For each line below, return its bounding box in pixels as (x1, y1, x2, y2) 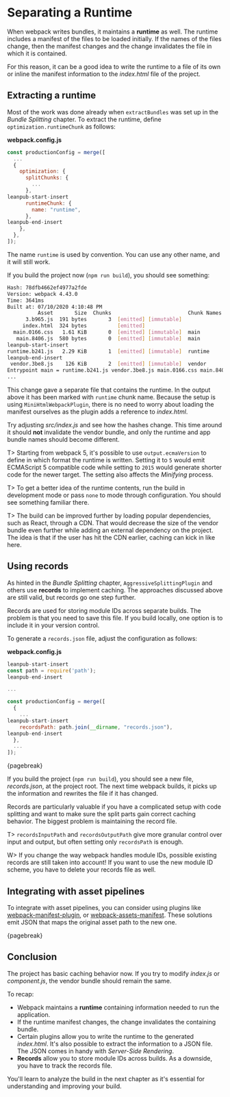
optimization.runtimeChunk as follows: (7, 122, 116, 131)
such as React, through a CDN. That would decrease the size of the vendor (7, 519, 219, 527)
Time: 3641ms (7, 297, 44, 304)
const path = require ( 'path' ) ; (7, 667, 97, 674)
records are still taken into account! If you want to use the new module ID (7, 858, 214, 867)
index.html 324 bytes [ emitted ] (22, 323, 146, 329)
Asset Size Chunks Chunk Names (37, 310, 222, 316)
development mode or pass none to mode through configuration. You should (7, 491, 221, 499)
